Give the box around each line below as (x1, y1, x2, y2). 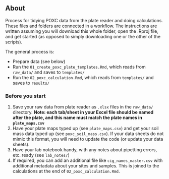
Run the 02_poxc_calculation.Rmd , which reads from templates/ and (12, 74, 154, 80)
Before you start (5, 92, 46, 99)
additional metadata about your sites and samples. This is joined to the (12, 163, 159, 169)
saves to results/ (12, 80, 49, 86)
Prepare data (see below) (12, 58, 66, 65)
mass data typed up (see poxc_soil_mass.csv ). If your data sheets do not (12, 131, 164, 137)
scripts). (5, 39, 23, 45)
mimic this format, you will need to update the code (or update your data (12, 136, 163, 142)
